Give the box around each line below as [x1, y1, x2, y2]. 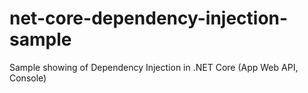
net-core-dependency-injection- [9, 7, 289, 30]
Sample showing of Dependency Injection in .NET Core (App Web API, [9, 61, 299, 73]
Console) [9, 72, 47, 84]
